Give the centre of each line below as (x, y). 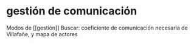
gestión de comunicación (72, 11)
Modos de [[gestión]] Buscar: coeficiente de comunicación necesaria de (97, 28)
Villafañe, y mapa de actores (42, 34)
